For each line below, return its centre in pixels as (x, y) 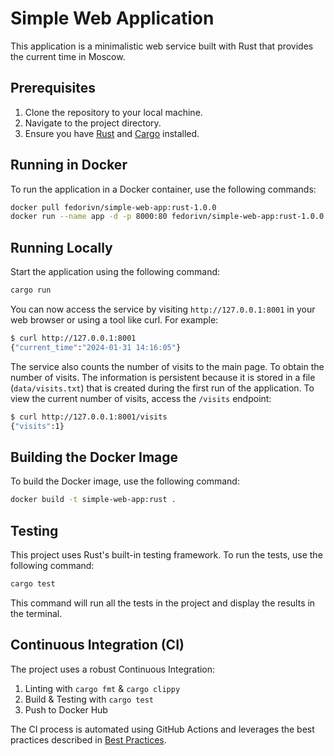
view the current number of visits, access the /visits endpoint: (141, 398)
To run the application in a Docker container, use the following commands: (163, 189)
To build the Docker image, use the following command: (125, 481)
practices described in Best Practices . (88, 739)
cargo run (31, 290)
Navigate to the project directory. (93, 123)
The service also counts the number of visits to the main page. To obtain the (167, 366)
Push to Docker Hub (66, 709)
